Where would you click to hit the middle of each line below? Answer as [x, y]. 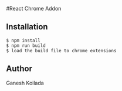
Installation [27, 27]
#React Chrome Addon [34, 9]
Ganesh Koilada [25, 83]
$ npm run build [26, 45]
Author [19, 69]
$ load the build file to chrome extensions [61, 50]
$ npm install [23, 41]
